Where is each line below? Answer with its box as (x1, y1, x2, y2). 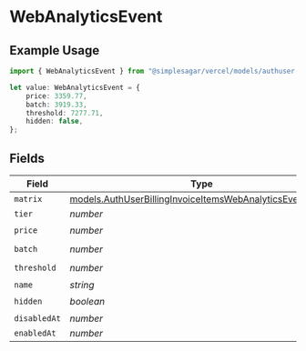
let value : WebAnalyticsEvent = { (9, 83, 141, 92)
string (69, 278, 95, 291)
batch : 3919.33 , (25, 100, 88, 109)
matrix (14, 194, 43, 204)
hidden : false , (25, 116, 84, 126)
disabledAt (14, 313, 61, 324)
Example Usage (9, 43, 100, 58)
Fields (9, 150, 46, 165)
